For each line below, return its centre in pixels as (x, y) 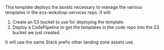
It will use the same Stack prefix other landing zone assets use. (70, 42)
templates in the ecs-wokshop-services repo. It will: (58, 12)
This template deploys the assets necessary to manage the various (74, 7)
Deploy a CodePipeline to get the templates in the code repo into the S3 (86, 27)
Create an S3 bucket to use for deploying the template (68, 22)
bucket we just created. (36, 32)
